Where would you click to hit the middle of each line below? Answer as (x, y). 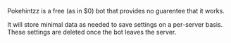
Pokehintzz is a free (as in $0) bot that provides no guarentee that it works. (116, 11)
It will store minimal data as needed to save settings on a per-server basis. (115, 24)
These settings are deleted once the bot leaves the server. (92, 32)
